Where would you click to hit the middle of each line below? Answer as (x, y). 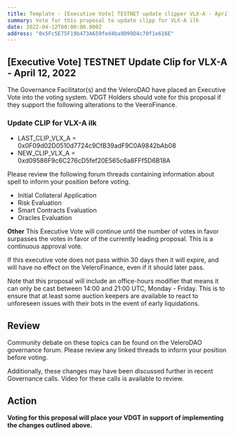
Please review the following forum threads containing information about (111, 174)
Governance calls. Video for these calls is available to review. (96, 379)
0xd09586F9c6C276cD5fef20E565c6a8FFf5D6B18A (94, 161)
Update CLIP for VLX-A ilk (52, 122)
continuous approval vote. (45, 246)
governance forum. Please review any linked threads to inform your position (117, 350)
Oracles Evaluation (45, 218)
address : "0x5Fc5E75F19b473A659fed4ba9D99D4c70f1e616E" (91, 33)
